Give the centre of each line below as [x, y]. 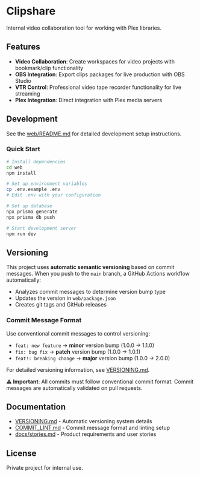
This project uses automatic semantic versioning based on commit [90, 267]
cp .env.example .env [33, 190]
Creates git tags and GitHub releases [61, 305]
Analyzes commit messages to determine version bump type [90, 292]
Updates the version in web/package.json [65, 298]
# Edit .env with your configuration [54, 195]
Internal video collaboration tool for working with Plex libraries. [84, 28]
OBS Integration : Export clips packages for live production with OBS [100, 74]
